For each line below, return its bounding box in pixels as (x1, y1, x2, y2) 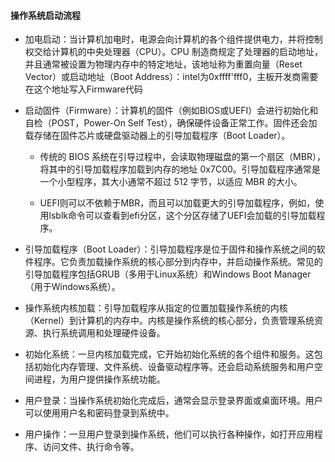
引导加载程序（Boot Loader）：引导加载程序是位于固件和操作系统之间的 (24, 243, 317, 255)
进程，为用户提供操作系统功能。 (33, 373, 166, 385)
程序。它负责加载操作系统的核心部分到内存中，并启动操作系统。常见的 (33, 256, 323, 268)
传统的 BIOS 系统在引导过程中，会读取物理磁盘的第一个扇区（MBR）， (39, 151, 326, 163)
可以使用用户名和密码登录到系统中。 (24, 407, 175, 419)
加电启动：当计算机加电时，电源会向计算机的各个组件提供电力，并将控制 (24, 33, 323, 45)
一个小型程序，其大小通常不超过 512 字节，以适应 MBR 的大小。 (39, 176, 303, 188)
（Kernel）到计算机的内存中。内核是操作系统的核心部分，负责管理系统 (24, 315, 315, 327)
